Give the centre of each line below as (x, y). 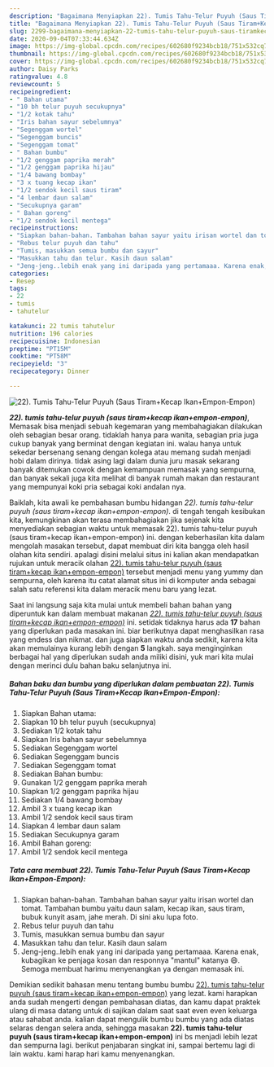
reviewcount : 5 (35, 84)
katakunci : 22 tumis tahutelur (62, 326)
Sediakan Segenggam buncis (70, 756)
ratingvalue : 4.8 (39, 77)
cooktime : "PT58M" (40, 356)
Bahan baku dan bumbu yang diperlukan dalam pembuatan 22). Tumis (132, 684)
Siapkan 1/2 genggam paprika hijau (80, 791)
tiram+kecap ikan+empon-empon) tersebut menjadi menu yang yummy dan (136, 572)
